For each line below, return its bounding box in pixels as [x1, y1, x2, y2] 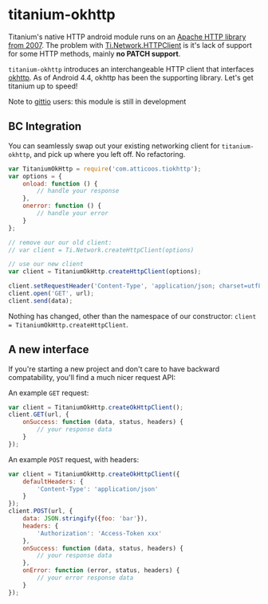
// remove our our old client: [8, 238, 112, 246]
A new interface [8, 343, 89, 356]
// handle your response [37, 187, 120, 195]
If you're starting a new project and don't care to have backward [8, 364, 220, 374]
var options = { [8, 172, 62, 180]
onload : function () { [22, 179, 98, 188]
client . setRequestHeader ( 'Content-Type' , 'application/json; [8, 282, 216, 290]
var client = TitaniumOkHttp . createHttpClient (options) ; [8, 268, 202, 276]
